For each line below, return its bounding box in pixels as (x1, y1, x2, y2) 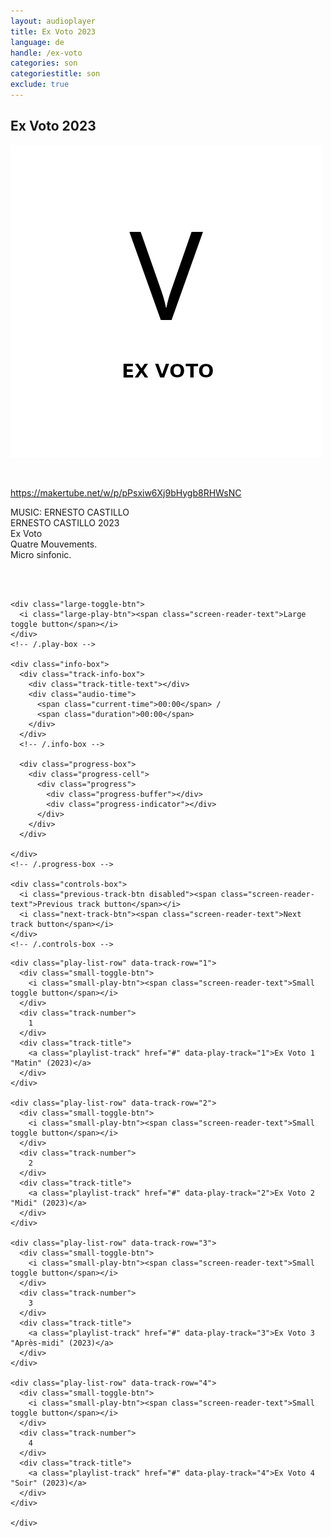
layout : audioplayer (10, 16, 97, 26)
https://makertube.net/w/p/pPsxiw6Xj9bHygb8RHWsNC (10, 486, 242, 499)
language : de (10, 37, 65, 47)
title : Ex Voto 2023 (10, 26, 97, 37)
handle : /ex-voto (10, 48, 83, 58)
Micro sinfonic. (10, 548, 72, 560)
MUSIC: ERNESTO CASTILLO (10, 506, 130, 518)
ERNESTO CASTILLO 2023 (10, 516, 120, 529)
